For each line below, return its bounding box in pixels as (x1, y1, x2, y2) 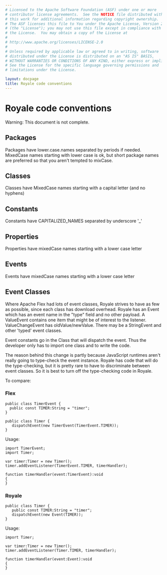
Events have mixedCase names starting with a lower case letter (5, 273, 135, 279)
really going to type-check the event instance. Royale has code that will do (5, 357, 158, 363)
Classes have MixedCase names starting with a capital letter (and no (5, 185, 146, 191)
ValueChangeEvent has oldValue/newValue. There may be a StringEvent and (5, 322, 162, 328)
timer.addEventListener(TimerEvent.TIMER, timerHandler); (5, 463, 128, 468)
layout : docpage (5, 77, 39, 82)
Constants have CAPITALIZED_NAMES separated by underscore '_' (5, 218, 143, 224)
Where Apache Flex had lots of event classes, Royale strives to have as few (5, 301, 160, 307)
